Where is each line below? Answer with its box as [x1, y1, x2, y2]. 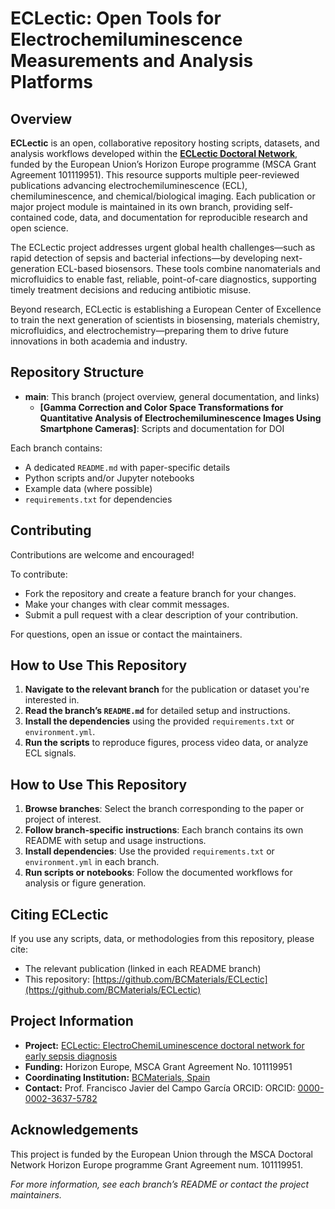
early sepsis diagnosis [24, 1050, 118, 1062]
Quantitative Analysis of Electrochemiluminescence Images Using [39, 412, 322, 424]
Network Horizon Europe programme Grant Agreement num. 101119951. [10, 1158, 304, 1171]
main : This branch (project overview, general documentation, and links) [24, 390, 320, 402]
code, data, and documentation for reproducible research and [53, 212, 308, 223]
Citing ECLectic [10, 906, 109, 923]
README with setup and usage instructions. [24, 835, 207, 847]
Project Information [10, 1013, 134, 1030]
